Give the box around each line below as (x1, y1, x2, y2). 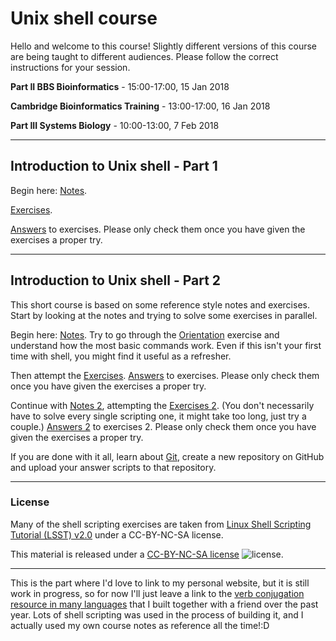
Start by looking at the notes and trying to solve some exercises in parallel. (10, 309, 318, 321)
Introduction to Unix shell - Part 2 (10, 272, 222, 289)
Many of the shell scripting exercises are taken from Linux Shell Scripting (10, 518, 312, 530)
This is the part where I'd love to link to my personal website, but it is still (10, 577, 310, 589)
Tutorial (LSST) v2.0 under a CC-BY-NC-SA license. (10, 528, 224, 541)
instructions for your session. (10, 61, 131, 73)
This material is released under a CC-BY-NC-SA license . (10, 548, 284, 560)
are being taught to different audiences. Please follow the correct (10, 50, 279, 62)
